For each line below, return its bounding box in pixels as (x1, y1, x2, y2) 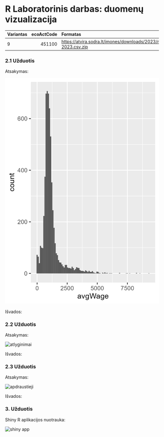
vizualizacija (5, 14, 57, 25)
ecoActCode (31, 31, 58, 37)
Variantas (7, 31, 28, 37)
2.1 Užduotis (5, 57, 35, 64)
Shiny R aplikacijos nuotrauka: (5, 416, 66, 422)
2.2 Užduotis (5, 321, 37, 328)
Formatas (61, 31, 82, 37)
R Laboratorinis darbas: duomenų (5, 3, 144, 15)
